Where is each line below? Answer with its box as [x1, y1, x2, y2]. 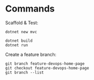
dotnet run [5, 42, 28, 48]
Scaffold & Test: [5, 20, 38, 26]
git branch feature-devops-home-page [5, 61, 85, 66]
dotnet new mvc [5, 29, 37, 34]
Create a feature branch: [5, 51, 57, 57]
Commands [5, 3, 55, 15]
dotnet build [5, 38, 33, 43]
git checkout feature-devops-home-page [5, 65, 89, 70]
